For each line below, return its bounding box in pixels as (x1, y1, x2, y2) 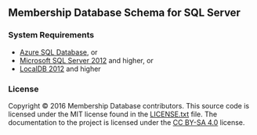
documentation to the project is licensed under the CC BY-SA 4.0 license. (8, 117, 245, 127)
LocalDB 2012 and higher (19, 64, 101, 73)
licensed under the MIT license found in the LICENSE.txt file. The (8, 109, 218, 119)
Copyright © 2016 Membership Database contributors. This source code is (8, 101, 250, 110)
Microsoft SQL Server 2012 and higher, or (19, 55, 154, 65)
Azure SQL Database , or (19, 47, 98, 57)
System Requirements (8, 30, 95, 41)
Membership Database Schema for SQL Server (8, 6, 241, 20)
